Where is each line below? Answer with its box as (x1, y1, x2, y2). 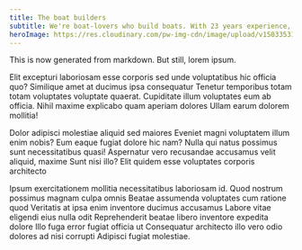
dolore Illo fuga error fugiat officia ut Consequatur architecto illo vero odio (9, 221, 283, 232)
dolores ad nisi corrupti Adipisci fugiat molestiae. (9, 231, 191, 242)
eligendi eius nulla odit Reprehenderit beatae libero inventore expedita (9, 212, 269, 223)
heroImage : (9, 30, 50, 39)
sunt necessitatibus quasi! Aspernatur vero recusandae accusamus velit (9, 147, 276, 157)
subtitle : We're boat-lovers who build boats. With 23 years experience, (9, 22, 292, 31)
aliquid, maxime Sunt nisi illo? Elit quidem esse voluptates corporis (9, 156, 255, 167)
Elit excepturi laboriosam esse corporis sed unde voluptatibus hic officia (9, 72, 277, 83)
